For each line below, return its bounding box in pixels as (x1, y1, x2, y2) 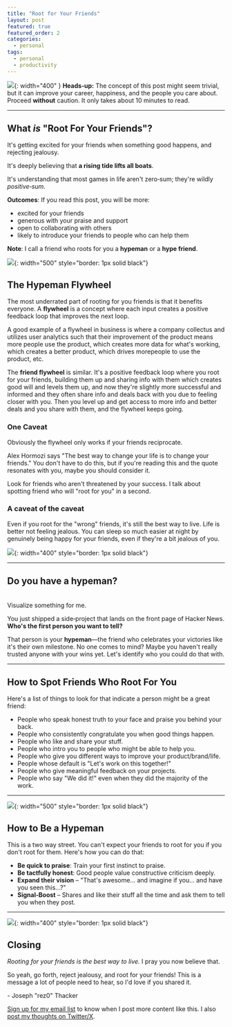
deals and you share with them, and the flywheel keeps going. (7, 405, 184, 414)
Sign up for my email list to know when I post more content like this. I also (7, 1005, 216, 1013)
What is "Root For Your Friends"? (7, 122, 153, 135)
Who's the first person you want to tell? (7, 622, 123, 630)
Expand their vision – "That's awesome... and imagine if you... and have (17, 876, 223, 885)
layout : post (7, 17, 45, 24)
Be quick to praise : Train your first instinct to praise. (17, 862, 166, 870)
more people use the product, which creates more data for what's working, (7, 340, 221, 349)
